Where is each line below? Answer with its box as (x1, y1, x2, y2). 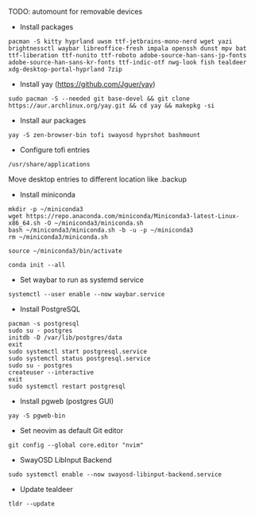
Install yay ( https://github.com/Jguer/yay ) (19, 80, 156, 88)
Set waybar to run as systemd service (19, 275, 145, 284)
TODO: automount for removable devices (8, 7, 143, 16)
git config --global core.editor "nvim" (8, 441, 145, 449)
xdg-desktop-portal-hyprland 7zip (8, 65, 123, 73)
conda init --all (8, 261, 66, 269)
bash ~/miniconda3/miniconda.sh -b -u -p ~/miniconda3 (8, 226, 194, 234)
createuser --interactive (8, 369, 94, 377)
